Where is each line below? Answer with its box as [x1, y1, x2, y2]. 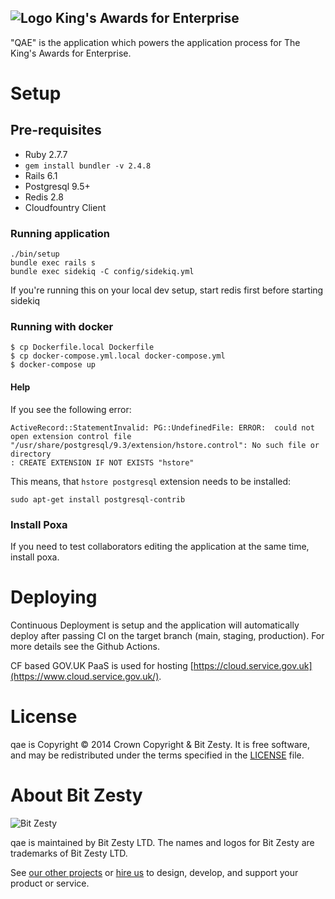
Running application [10, 226, 111, 240]
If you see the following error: [10, 403, 132, 415]
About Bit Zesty [10, 784, 143, 806]
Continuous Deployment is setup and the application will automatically [10, 619, 300, 631]
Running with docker [10, 320, 114, 334]
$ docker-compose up [10, 360, 97, 370]
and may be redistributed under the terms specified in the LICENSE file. [10, 749, 305, 761]
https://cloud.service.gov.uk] [193, 659, 313, 671]
